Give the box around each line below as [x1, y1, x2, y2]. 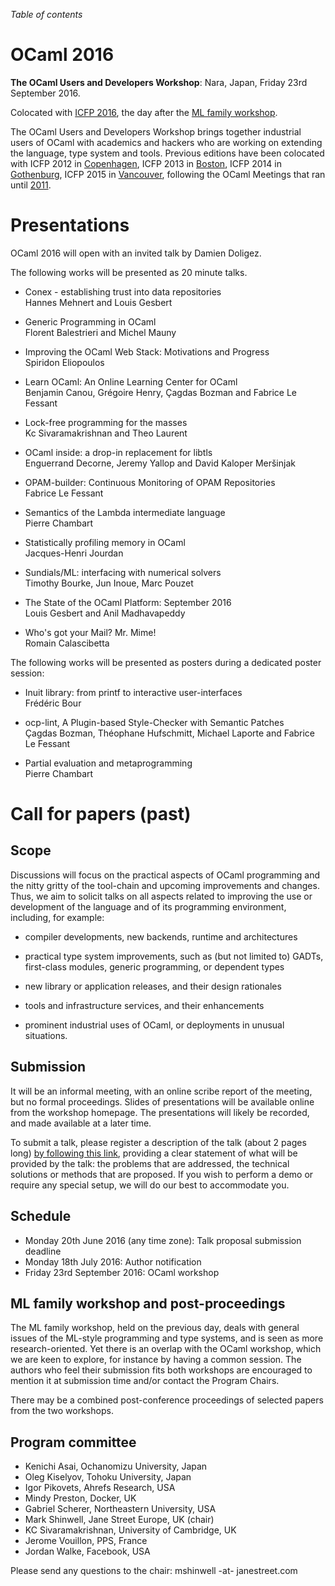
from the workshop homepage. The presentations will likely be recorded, [10, 1106, 310, 1118]
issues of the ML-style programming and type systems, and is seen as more [10, 1332, 324, 1344]
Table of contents [10, 9, 83, 20]
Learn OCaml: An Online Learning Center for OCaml [24, 375, 238, 388]
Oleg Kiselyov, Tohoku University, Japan [24, 1471, 192, 1483]
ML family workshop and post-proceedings [10, 1295, 286, 1312]
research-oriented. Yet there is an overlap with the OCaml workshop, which [10, 1343, 322, 1355]
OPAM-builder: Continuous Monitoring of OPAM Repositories [24, 476, 276, 488]
